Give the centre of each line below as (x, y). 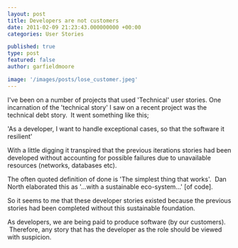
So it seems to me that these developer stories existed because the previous (119, 200)
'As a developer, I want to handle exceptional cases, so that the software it (116, 128)
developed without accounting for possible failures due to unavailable (109, 157)
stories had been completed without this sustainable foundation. (101, 208)
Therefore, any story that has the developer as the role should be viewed (115, 229)
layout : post (27, 14)
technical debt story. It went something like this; (78, 115)
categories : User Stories (45, 34)
